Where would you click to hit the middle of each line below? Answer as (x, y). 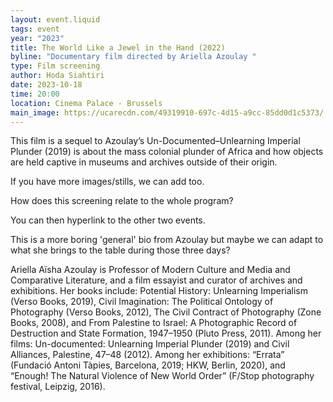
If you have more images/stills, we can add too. (107, 182)
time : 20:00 (35, 94)
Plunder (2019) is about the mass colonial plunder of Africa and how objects (167, 152)
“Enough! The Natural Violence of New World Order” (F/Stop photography (162, 376)
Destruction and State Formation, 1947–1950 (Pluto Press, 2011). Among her (166, 333)
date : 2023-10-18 (46, 85)
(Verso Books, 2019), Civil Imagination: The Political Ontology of (142, 302)
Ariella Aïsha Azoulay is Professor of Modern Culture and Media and (150, 270)
